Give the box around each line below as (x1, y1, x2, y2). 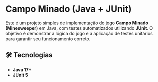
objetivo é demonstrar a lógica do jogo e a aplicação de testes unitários (5, 30, 153, 36)
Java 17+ (12, 66, 32, 73)
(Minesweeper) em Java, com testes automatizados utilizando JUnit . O (5, 25, 153, 31)
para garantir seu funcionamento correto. (5, 36, 91, 42)
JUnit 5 (12, 72, 28, 78)
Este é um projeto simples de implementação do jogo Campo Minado (5, 20, 149, 26)
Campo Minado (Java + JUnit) (5, 3, 132, 15)
